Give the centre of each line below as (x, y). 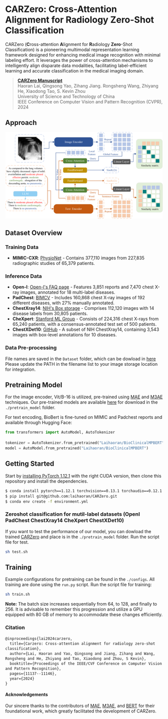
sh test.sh (16, 552)
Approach (21, 123)
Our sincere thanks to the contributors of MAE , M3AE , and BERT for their (80, 706)
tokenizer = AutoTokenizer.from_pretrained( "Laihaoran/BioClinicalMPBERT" (85, 443)
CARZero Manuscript (40, 80)
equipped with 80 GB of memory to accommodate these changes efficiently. (84, 615)
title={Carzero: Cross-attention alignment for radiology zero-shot (82, 644)
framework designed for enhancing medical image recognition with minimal (83, 55)
